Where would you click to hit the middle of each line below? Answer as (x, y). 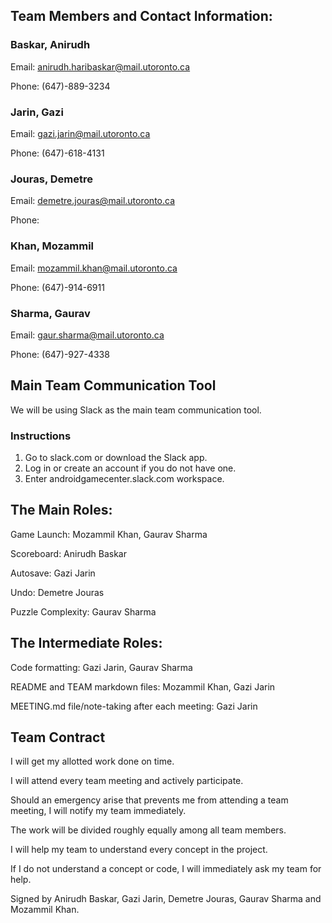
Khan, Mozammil (52, 246)
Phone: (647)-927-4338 (60, 354)
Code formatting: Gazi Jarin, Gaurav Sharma (101, 667)
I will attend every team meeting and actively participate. (127, 781)
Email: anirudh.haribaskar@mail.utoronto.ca (100, 66)
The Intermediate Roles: (86, 643)
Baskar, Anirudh (50, 45)
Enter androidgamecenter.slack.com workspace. (124, 478)
